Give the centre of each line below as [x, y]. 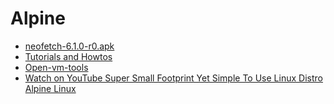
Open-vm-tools [56, 67]
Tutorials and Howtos [68, 56]
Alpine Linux [50, 88]
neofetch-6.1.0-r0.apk [69, 46]
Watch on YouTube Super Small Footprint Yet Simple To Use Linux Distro [173, 78]
